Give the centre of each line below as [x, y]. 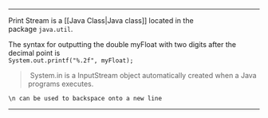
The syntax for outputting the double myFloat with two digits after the [122, 44]
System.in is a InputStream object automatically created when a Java [143, 75]
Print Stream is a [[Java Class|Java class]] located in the [101, 20]
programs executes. [61, 84]
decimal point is [34, 53]
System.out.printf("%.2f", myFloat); [71, 61]
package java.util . [41, 29]
